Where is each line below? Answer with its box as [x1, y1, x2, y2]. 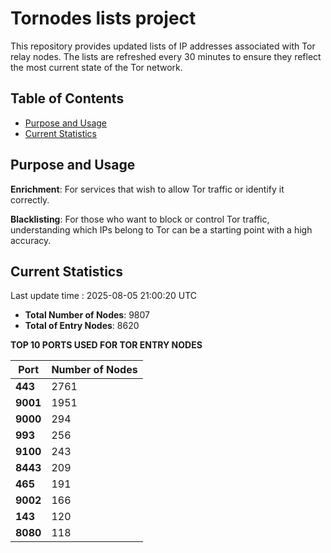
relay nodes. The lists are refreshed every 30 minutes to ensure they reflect [10, 50, 322, 62]
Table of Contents [10, 90, 125, 107]
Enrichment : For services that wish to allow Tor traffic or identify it [10, 183, 285, 195]
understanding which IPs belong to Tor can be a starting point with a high [10, 223, 313, 236]
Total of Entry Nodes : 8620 [24, 320, 140, 332]
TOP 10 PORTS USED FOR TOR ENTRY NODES [10, 339, 203, 351]
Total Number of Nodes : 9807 [24, 309, 150, 321]
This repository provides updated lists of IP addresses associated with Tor [10, 40, 316, 52]
